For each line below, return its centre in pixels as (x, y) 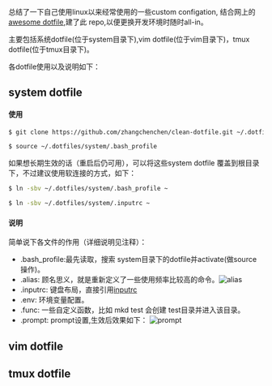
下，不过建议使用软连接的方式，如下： (72, 174)
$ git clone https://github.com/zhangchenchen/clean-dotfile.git (121, 132)
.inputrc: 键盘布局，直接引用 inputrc (79, 289)
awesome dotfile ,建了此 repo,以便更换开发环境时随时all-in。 (108, 22)
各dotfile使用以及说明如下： (55, 66)
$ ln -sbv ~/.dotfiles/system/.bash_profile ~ (88, 189)
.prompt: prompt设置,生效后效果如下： (84, 320)
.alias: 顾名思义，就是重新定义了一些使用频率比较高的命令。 (119, 280)
